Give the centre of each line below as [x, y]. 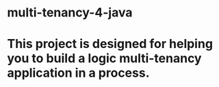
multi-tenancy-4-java [70, 13]
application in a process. [78, 73]
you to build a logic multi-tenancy [104, 59]
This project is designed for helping [110, 44]
